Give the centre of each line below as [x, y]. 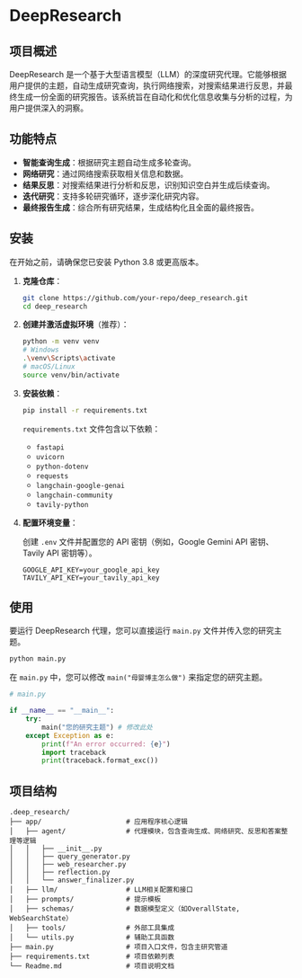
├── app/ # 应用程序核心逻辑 [99, 822]
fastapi [50, 447]
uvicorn [50, 457]
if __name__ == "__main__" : [62, 711]
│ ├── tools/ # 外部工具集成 [92, 928]
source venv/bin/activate [71, 375]
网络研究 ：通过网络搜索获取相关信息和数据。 [105, 173]
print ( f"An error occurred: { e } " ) [106, 744]
